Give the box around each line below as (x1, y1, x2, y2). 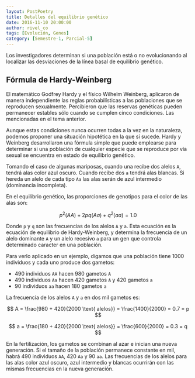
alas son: (6, 199, 28, 206)
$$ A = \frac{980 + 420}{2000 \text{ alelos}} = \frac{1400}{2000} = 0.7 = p (6, 305, 190, 312)
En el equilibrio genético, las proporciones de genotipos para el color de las (6, 193, 188, 200)
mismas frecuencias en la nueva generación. (6, 365, 114, 372)
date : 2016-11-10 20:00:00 (6, 19, 72, 25)
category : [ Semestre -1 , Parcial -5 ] (6, 36, 93, 42)
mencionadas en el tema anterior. (6, 115, 86, 122)
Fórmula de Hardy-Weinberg (6, 75, 112, 85)
